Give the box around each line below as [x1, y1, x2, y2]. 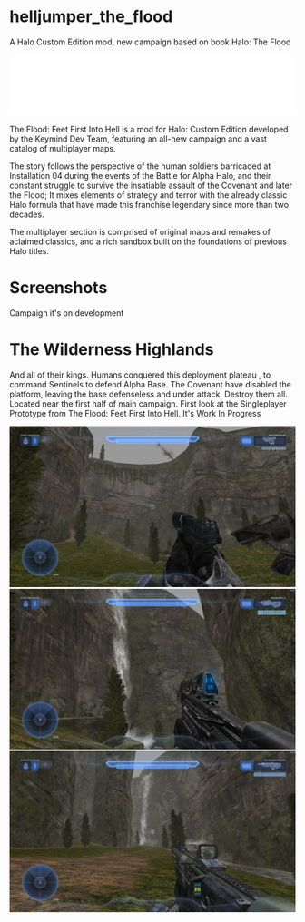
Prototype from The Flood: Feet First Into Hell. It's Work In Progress [9, 408, 261, 419]
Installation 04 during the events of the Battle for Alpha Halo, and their [9, 171, 271, 181]
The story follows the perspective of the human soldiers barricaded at [9, 161, 271, 172]
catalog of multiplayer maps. [9, 143, 116, 154]
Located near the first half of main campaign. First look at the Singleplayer [9, 398, 288, 409]
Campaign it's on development [9, 308, 124, 319]
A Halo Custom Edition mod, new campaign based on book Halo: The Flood [9, 36, 291, 47]
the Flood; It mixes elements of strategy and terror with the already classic [9, 190, 288, 201]
